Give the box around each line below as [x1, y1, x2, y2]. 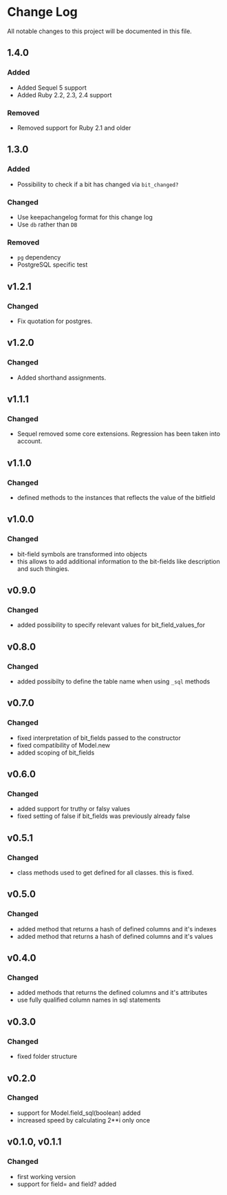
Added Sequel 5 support [17, 84, 87, 92]
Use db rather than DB [17, 220, 78, 229]
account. [17, 437, 43, 445]
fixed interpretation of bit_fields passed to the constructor [17, 733, 181, 742]
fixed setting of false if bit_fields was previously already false [17, 812, 191, 820]
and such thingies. [17, 564, 70, 573]
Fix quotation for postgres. [17, 317, 93, 325]
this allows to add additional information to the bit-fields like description [17, 557, 220, 565]
